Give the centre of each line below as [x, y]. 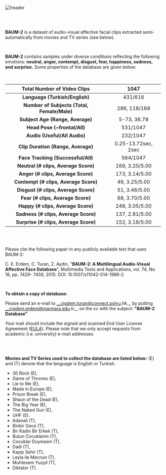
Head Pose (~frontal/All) [56, 127]
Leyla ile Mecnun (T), [34, 457]
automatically [19, 37]
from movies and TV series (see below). [74, 37]
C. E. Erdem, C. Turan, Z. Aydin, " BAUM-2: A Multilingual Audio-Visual [78, 264]
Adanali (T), [24, 420]
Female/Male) [56, 111]
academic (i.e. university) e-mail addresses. [50, 334]
